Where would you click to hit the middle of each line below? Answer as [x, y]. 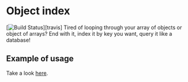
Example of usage [40, 59]
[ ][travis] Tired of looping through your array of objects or [94, 27]
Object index [38, 11]
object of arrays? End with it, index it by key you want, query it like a [89, 33]
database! [18, 40]
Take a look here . [27, 73]
